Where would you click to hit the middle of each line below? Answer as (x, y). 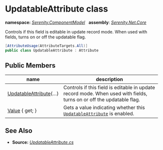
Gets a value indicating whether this (104, 107)
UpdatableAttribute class (57, 9)
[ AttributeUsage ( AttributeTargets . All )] (47, 46)
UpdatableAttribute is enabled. (99, 114)
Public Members (30, 66)
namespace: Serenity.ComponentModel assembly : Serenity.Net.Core (76, 22)
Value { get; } (22, 110)
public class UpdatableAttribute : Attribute (52, 50)
